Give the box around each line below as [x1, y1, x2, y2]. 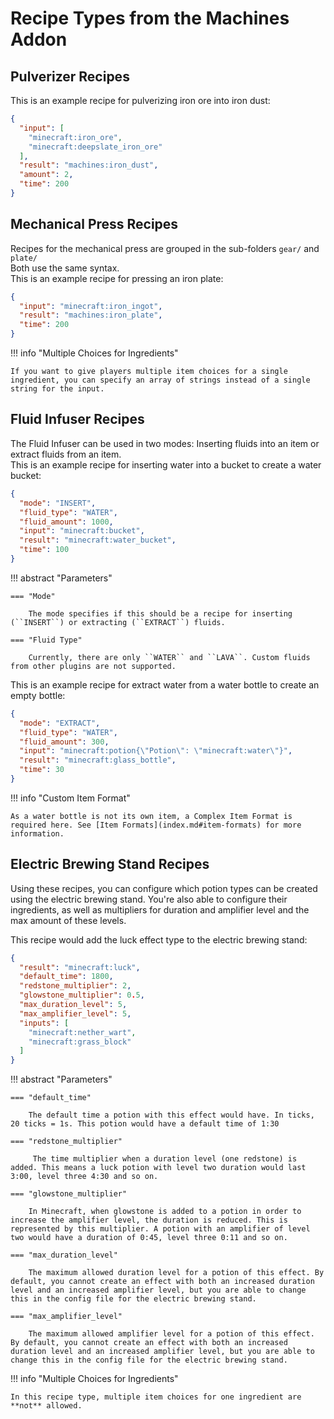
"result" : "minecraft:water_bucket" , [19, 535, 177, 546]
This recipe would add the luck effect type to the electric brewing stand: [10, 933, 308, 946]
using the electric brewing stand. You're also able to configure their [10, 893, 288, 905]
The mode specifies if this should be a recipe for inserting [28, 608, 293, 619]
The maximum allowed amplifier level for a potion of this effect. [28, 1329, 315, 1339]
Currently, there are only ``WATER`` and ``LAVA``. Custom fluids [28, 652, 311, 662]
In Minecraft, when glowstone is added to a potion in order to [28, 1207, 302, 1217]
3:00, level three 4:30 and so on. [10, 1172, 159, 1182]
